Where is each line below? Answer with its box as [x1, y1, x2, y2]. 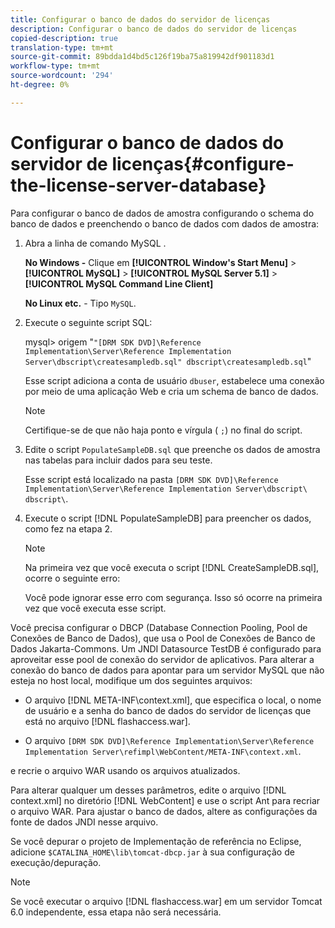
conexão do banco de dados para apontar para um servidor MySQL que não [10, 664, 325, 676]
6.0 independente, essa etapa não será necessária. [10, 906, 222, 918]
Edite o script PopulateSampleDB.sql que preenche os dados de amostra [24, 443, 321, 455]
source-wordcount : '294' [10, 71, 114, 81]
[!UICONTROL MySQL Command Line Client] [24, 277, 214, 290]
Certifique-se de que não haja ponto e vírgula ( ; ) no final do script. [24, 424, 303, 436]
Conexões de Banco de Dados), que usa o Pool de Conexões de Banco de [10, 632, 316, 644]
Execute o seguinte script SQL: [24, 316, 153, 328]
